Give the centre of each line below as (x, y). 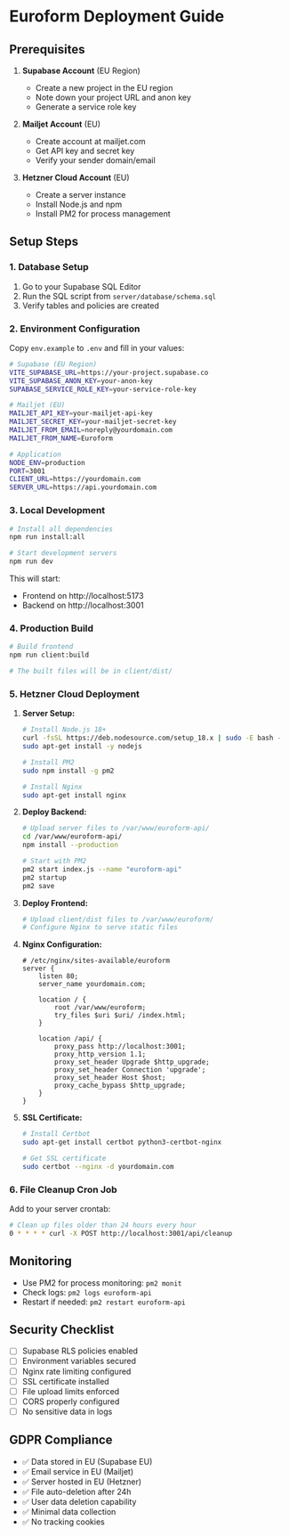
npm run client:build (49, 655)
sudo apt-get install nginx (74, 795)
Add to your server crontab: (60, 1209)
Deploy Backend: (54, 812)
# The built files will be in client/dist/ (91, 671)
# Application (36, 454)
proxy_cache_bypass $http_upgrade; (120, 1086)
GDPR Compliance (61, 1440)
